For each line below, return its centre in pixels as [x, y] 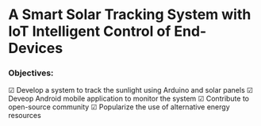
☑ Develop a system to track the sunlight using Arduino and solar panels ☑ [131, 90]
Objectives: [31, 73]
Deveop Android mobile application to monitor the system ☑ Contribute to [129, 99]
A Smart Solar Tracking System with [130, 15]
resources [25, 116]
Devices [36, 48]
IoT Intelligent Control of [90, 31]
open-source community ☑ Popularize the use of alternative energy [119, 107]
